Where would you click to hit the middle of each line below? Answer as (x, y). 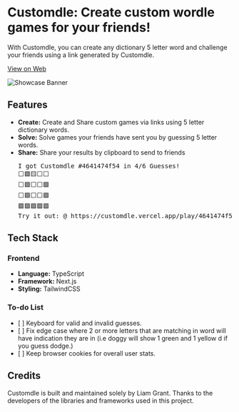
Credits (24, 376)
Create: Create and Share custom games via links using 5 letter (111, 122)
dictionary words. (44, 130)
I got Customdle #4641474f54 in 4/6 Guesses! (99, 166)
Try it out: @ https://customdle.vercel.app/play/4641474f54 (127, 216)
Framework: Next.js (47, 282)
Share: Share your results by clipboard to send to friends (101, 152)
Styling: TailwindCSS (49, 289)
